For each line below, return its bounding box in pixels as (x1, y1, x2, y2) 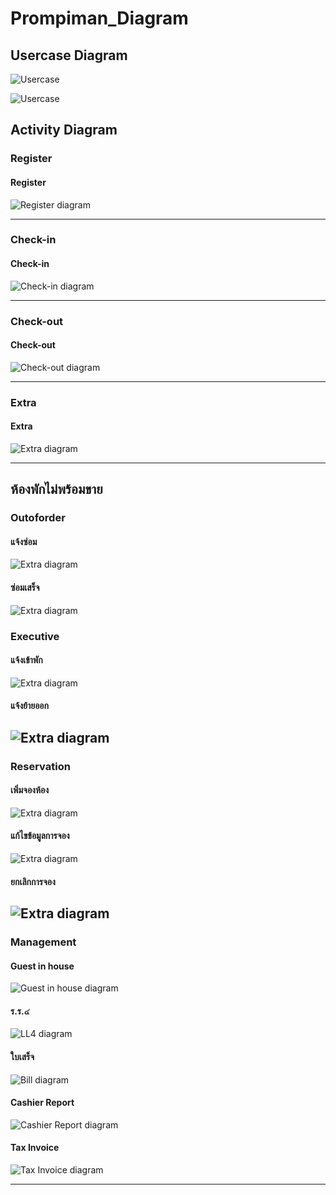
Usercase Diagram (10, 47, 128, 64)
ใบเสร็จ (10, 1050, 35, 1062)
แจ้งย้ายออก (10, 700, 49, 712)
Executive (10, 629, 60, 643)
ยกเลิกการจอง (10, 875, 56, 887)
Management (10, 935, 77, 949)
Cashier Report (10, 1097, 75, 1109)
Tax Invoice (10, 1142, 60, 1154)
